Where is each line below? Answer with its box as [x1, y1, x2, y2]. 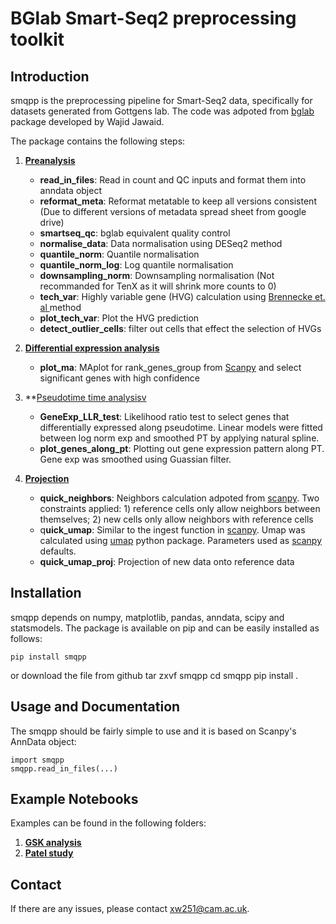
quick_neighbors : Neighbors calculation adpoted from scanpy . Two [39, 492, 320, 504]
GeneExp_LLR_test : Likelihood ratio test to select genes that [39, 411, 290, 422]
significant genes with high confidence [39, 372, 201, 384]
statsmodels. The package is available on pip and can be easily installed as [10, 622, 320, 634]
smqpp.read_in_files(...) [10, 763, 118, 774]
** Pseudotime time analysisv [24, 392, 147, 403]
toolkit [10, 28, 65, 51]
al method [39, 302, 82, 313]
